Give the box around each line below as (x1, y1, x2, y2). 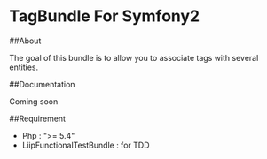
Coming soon (9, 95, 59, 107)
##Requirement (9, 113, 67, 124)
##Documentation (9, 79, 75, 89)
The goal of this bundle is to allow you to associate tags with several (9, 52, 259, 63)
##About (9, 35, 42, 46)
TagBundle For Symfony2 (9, 6, 200, 26)
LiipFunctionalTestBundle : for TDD (21, 140, 150, 150)
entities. (9, 62, 38, 72)
